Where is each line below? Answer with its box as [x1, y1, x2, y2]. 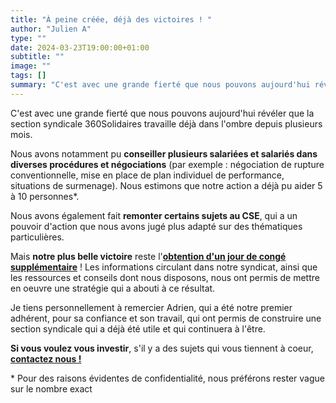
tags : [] [10, 71, 47, 81]
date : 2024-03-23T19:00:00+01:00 [10, 42, 150, 53]
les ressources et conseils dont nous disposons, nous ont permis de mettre [10, 271, 320, 283]
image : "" [10, 61, 52, 71]
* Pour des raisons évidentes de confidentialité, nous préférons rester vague [10, 372, 325, 384]
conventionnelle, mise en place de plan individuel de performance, [10, 169, 285, 181]
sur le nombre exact [10, 382, 93, 395]
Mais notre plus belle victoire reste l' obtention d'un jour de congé [10, 250, 287, 262]
